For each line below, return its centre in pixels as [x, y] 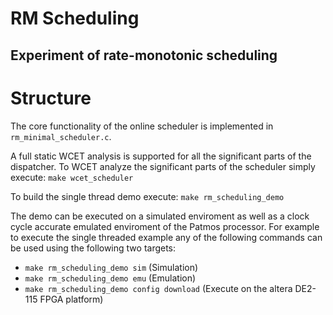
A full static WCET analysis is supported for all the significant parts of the [161, 156]
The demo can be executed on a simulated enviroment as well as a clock [160, 216]
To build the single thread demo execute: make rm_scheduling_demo [147, 196]
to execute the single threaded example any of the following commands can [166, 237]
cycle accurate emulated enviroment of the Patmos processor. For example [165, 226]
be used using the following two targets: [93, 248]
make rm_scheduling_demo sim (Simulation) [111, 267]
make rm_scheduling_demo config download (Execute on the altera [158, 288]
